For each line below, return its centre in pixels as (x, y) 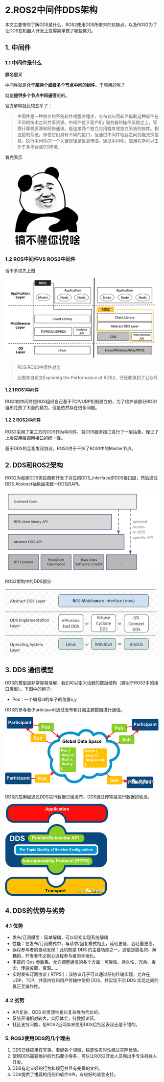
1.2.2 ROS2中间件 (23, 420)
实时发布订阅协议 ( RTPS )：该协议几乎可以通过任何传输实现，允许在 (81, 974)
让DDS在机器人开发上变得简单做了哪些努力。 (50, 30)
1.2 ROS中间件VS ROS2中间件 (40, 259)
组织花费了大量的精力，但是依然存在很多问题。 (52, 408)
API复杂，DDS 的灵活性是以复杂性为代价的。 (57, 1012)
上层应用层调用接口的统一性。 (35, 438)
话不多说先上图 (20, 271)
